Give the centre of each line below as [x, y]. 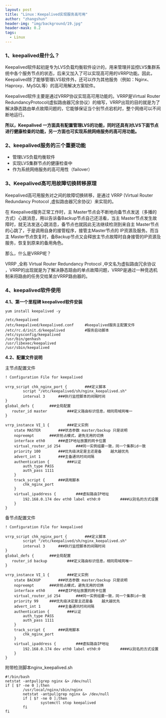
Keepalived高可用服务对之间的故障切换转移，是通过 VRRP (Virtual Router [79, 195]
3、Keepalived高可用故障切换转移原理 [51, 183]
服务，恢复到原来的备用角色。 [35, 243]
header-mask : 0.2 [23, 28]
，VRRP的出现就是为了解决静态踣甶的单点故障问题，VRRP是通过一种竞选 [79, 270]
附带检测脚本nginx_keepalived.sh [39, 668]
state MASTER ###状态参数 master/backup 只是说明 [71, 430]
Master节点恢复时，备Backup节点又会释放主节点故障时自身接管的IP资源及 [86, 236]
